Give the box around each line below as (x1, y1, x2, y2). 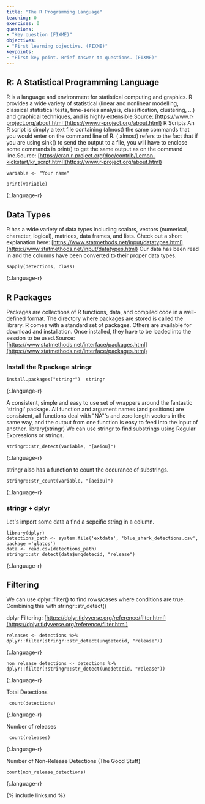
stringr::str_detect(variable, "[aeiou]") (6, 443, 116, 450)
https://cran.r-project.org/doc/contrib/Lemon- (39, 152, 156, 159)
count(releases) (9, 735, 51, 741)
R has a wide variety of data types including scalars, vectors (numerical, (6, 226, 188, 233)
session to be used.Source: (6, 334, 75, 342)
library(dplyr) (6, 530, 45, 536)
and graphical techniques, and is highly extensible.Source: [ (6, 113, 157, 120)
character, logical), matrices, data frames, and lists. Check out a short (6, 232, 182, 239)
